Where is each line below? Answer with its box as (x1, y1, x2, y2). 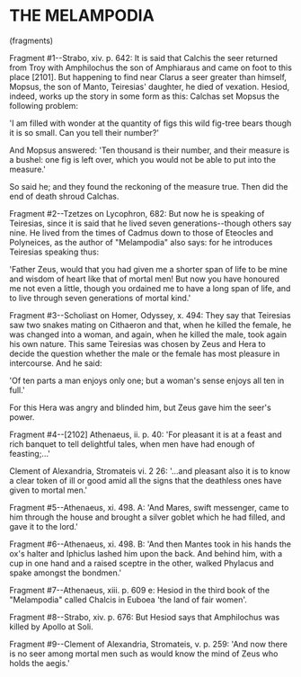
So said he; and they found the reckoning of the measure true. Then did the (9, 181, 289, 192)
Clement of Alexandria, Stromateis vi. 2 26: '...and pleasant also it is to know (9, 465, 290, 477)
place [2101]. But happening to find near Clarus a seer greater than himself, (9, 71, 288, 82)
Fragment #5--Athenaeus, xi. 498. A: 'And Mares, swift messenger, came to (9, 502, 289, 512)
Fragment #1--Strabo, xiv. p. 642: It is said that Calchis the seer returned (9, 52, 279, 63)
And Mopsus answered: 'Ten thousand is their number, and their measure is (9, 145, 290, 156)
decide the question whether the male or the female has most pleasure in (9, 348, 280, 359)
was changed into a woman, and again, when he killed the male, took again (9, 329, 288, 340)
